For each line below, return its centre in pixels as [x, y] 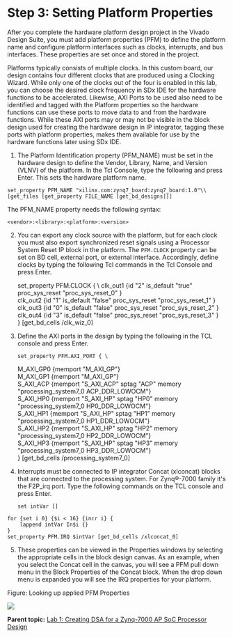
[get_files [23, 196]
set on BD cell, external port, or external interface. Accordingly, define [118, 257]
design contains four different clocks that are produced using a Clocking [111, 75]
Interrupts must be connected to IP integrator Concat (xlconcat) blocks [119, 471]
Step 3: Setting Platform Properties [110, 13]
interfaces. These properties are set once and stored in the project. [103, 54]
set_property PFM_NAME [40, 190]
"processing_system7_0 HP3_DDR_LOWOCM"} [84, 450]
